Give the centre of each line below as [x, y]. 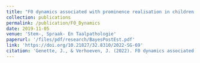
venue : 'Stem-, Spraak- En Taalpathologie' [61, 34]
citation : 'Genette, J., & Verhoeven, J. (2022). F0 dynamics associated [100, 51]
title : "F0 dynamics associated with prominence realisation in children [100, 12]
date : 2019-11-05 [28, 28]
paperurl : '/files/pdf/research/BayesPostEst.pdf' [71, 40]
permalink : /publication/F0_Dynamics [53, 23]
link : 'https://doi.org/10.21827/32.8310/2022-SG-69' [75, 46]
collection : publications [38, 17]
